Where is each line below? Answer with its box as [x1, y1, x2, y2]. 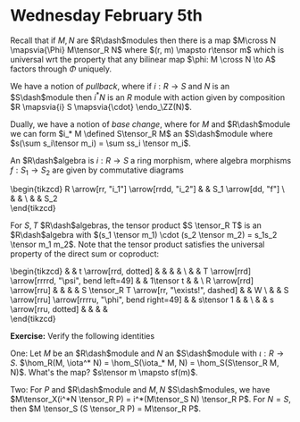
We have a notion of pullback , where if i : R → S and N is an [10, 80, 230, 91]
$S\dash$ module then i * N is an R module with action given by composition [10, 90, 285, 103]
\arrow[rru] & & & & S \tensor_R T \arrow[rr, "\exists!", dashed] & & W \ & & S [10, 285, 289, 296]
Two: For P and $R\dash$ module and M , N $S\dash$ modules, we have [10, 384, 271, 395]
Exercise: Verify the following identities [10, 331, 155, 342]
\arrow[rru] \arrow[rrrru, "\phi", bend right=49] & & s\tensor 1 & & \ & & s [10, 294, 275, 305]
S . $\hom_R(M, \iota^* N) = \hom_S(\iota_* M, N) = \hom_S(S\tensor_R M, [10, 358, 279, 368]
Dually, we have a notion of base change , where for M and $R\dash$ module [10, 118, 291, 130]
